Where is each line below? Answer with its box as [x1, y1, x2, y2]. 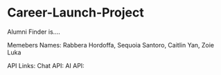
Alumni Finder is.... [7, 28, 60, 36]
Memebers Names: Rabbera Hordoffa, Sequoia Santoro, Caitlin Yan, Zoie [7, 41, 215, 49]
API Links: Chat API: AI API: [7, 61, 85, 69]
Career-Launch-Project [7, 5, 144, 21]
